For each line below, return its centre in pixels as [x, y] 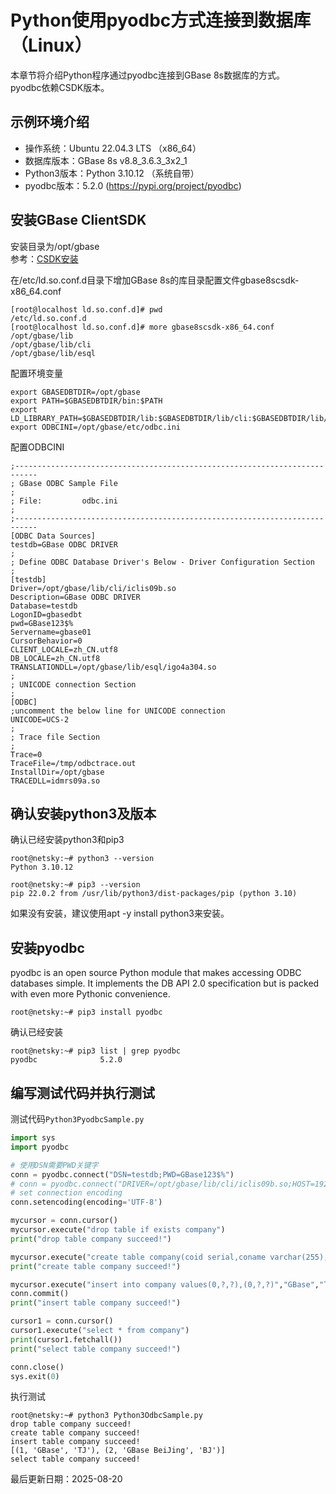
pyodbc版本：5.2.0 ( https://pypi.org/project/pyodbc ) [133, 185]
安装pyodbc [47, 947]
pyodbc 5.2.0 [66, 1060]
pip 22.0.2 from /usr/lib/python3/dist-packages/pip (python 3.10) [154, 894]
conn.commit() [40, 1294]
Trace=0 [26, 754]
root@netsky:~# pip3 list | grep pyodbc [96, 1051]
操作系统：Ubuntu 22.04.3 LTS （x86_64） [113, 148]
